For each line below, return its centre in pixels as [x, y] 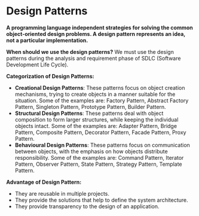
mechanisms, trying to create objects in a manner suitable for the [95, 94]
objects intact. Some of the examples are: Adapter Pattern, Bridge [96, 126]
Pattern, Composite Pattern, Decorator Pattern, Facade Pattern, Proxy [100, 132]
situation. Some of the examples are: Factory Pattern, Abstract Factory [102, 101]
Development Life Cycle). [37, 65]
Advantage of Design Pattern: [44, 182]
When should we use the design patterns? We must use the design [90, 51]
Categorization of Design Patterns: [50, 76]
